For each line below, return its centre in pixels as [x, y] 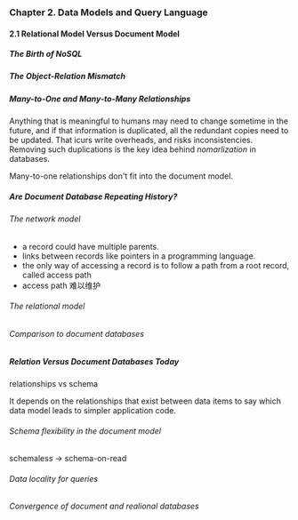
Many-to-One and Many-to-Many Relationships [100, 99]
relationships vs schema [54, 384]
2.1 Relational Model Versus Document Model [95, 34]
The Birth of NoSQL [46, 54]
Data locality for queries [54, 478]
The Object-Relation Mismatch [68, 76]
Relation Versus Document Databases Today [94, 361]
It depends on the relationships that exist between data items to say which [145, 401]
